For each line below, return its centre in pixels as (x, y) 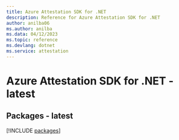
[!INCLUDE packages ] (33, 130)
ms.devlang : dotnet (31, 46)
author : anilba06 (28, 23)
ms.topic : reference (32, 40)
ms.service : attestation (37, 51)
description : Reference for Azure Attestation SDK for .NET (83, 17)
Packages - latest (40, 116)
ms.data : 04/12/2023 (32, 34)
